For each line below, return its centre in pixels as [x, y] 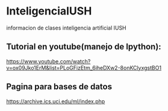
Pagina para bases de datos [59, 87]
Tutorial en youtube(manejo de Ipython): [84, 47]
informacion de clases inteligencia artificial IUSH [66, 28]
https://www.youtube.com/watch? [48, 61]
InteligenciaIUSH [49, 11]
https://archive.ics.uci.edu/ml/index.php [56, 101]
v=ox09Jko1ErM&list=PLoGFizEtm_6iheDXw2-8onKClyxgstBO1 [84, 68]
